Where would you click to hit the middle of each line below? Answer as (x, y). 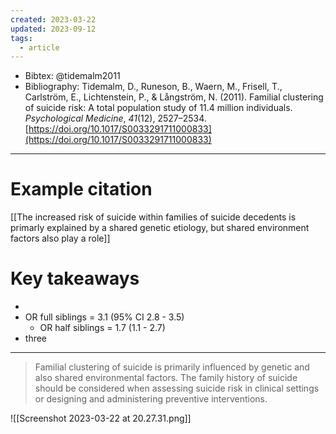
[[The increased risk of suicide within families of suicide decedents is (153, 217)
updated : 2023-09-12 (53, 29)
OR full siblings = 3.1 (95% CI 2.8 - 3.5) (104, 317)
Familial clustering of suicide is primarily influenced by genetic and (172, 367)
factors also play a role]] (60, 238)
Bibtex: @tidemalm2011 (72, 76)
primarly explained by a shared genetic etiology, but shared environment (160, 228)
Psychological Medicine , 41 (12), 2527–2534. (115, 118)
